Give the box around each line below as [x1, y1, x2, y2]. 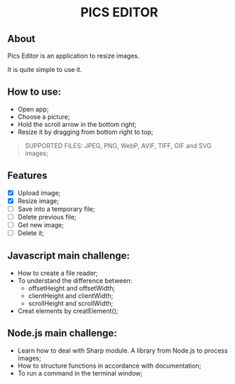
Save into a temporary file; [17, 204, 95, 213]
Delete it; [17, 229, 45, 237]
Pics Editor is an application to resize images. [7, 51, 140, 60]
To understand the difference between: [17, 276, 133, 285]
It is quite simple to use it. [7, 66, 82, 73]
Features [7, 170, 48, 182]
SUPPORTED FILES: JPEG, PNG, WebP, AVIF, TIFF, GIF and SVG [24, 141, 212, 150]
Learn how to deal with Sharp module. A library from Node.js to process [17, 346, 229, 355]
